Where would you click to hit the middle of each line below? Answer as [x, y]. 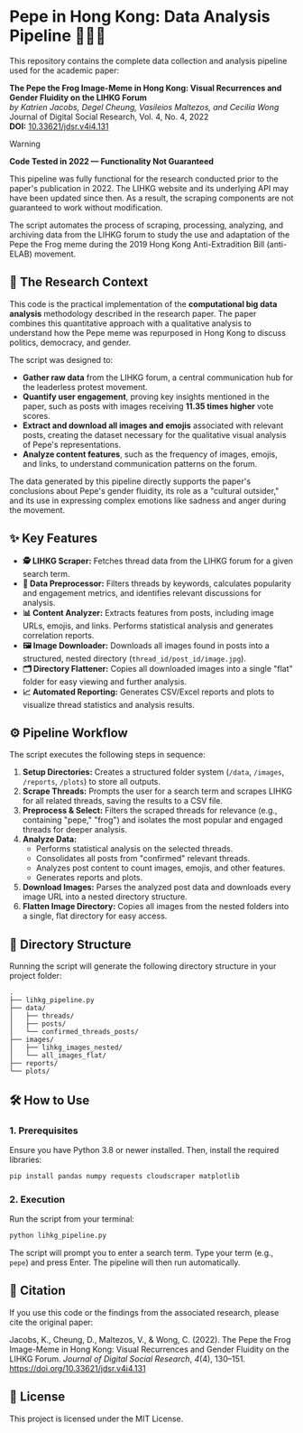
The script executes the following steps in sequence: [107, 755]
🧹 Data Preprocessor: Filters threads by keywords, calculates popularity [156, 583]
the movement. [37, 510]
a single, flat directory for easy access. [95, 916]
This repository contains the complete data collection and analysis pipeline [148, 60]
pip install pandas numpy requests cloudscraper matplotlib [125, 1176]
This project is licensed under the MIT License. [96, 1419]
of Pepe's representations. [72, 444]
